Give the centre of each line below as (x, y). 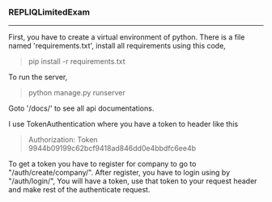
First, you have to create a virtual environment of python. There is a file (127, 37)
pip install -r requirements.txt (76, 61)
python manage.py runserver (76, 93)
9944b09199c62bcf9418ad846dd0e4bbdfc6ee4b (112, 149)
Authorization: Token (63, 140)
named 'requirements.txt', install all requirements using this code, (117, 46)
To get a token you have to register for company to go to (102, 164)
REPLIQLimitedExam (49, 12)
